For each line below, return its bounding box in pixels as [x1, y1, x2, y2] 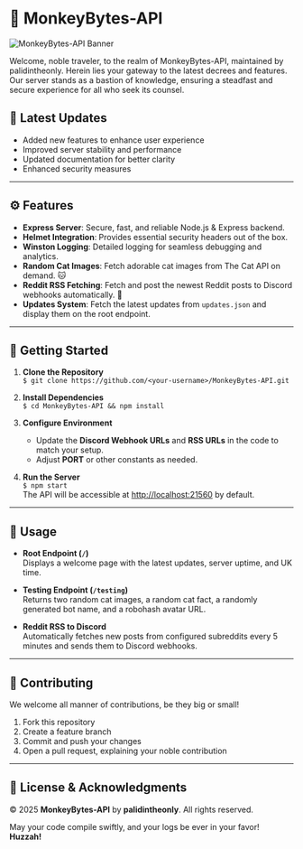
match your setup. [35, 444, 104, 455]
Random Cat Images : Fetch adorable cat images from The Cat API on [22, 260, 281, 271]
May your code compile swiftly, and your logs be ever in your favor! [9, 821, 260, 832]
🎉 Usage [9, 524, 57, 539]
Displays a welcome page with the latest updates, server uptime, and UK [22, 557, 293, 568]
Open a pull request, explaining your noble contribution [22, 745, 227, 756]
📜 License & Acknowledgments [9, 780, 188, 796]
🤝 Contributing [9, 675, 94, 690]
